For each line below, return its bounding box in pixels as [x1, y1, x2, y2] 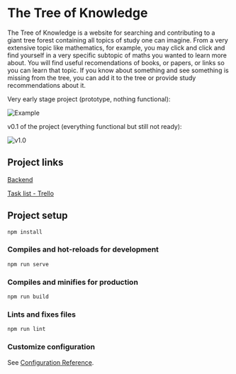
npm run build [7, 293, 50, 300]
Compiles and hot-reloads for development [7, 244, 159, 254]
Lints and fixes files [7, 310, 77, 319]
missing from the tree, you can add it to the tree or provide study [7, 73, 196, 82]
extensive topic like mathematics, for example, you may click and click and [7, 43, 225, 52]
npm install [7, 228, 43, 235]
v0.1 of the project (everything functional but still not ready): [7, 122, 182, 130]
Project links [7, 157, 64, 169]
